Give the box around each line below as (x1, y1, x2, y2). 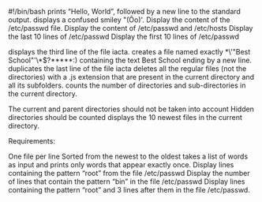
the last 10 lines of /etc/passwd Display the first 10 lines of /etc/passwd (8, 32, 239, 41)
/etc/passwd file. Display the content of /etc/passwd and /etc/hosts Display (8, 24, 253, 32)
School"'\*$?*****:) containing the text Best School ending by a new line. (8, 55, 253, 65)
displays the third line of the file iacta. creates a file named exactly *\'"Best (8, 47, 251, 56)
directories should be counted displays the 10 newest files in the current (8, 113, 243, 122)
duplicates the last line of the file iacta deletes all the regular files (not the (8, 64, 247, 73)
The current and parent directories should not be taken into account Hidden (8, 104, 255, 114)
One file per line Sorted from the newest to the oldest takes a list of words (8, 151, 249, 161)
